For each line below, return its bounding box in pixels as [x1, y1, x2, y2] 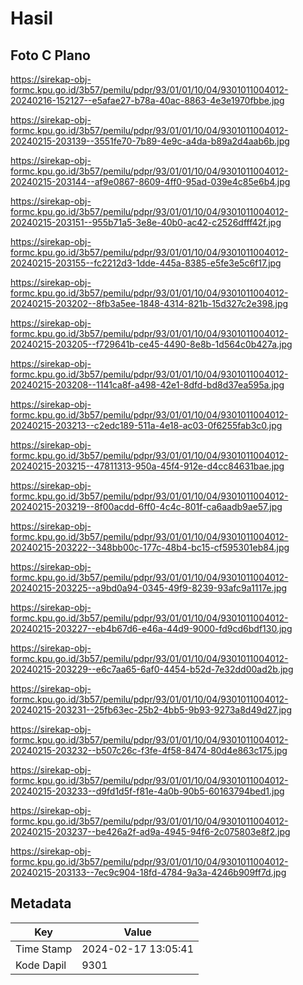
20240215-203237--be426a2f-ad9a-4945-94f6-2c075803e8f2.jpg [10, 826, 291, 837]
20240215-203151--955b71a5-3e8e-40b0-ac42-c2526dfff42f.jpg [10, 217, 282, 228]
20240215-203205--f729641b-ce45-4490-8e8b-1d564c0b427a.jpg [10, 338, 293, 350]
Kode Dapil [15, 958, 67, 972]
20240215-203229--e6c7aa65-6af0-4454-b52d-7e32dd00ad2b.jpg [10, 663, 294, 675]
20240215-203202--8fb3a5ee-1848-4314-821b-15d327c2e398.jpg [10, 298, 289, 309]
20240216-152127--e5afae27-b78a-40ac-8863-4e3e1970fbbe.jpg [10, 95, 285, 106]
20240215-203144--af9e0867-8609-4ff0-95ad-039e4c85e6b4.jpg [10, 176, 291, 187]
